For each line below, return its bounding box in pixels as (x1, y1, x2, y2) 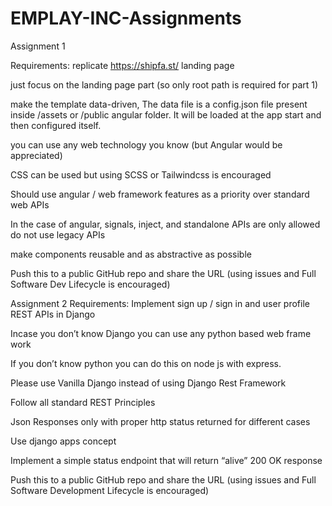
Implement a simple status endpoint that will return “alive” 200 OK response (10, 454, 323, 466)
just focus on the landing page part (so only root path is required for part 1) (10, 78, 319, 91)
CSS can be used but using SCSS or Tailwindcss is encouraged (10, 168, 272, 181)
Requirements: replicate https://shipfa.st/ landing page (10, 59, 235, 71)
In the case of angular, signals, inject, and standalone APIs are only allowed (10, 218, 321, 230)
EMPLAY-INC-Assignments (10, 7, 242, 30)
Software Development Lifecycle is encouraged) (10, 484, 210, 496)
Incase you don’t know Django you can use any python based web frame (10, 327, 312, 339)
